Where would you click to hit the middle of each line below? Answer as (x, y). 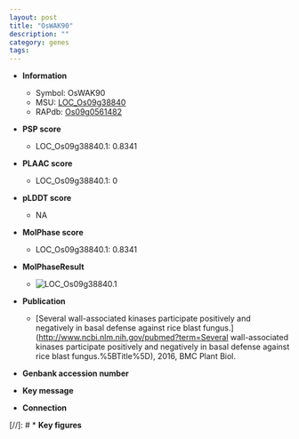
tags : (19, 51)
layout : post (33, 17)
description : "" (39, 34)
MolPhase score (53, 233)
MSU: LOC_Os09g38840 (81, 102)
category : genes (39, 42)
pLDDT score (47, 198)
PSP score (41, 129)
